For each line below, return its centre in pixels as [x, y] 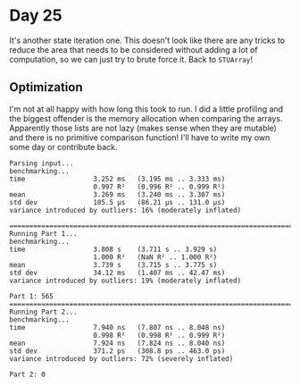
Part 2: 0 [28, 374]
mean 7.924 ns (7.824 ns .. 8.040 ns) [117, 343]
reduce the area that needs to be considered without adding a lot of [133, 49]
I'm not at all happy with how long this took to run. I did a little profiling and [146, 109]
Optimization [46, 87]
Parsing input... [42, 163]
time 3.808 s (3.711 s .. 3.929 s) [113, 249]
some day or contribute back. [63, 147]
